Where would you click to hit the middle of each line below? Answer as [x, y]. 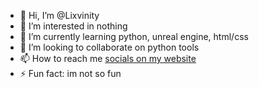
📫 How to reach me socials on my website [108, 58]
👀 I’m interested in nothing [73, 26]
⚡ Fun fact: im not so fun [70, 73]
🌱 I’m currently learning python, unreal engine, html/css [134, 36]
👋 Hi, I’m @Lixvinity [59, 15]
